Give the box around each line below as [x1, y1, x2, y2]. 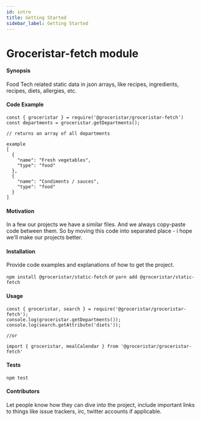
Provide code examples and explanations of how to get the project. [6, 261, 175, 269]
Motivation [6, 207, 35, 214]
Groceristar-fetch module [6, 46, 139, 60]
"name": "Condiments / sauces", [17, 178, 99, 185]
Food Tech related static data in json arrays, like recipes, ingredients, [6, 80, 179, 88]
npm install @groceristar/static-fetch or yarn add [6, 273, 138, 280]
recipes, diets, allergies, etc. [6, 87, 77, 94]
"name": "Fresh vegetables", [17, 157, 91, 163]
